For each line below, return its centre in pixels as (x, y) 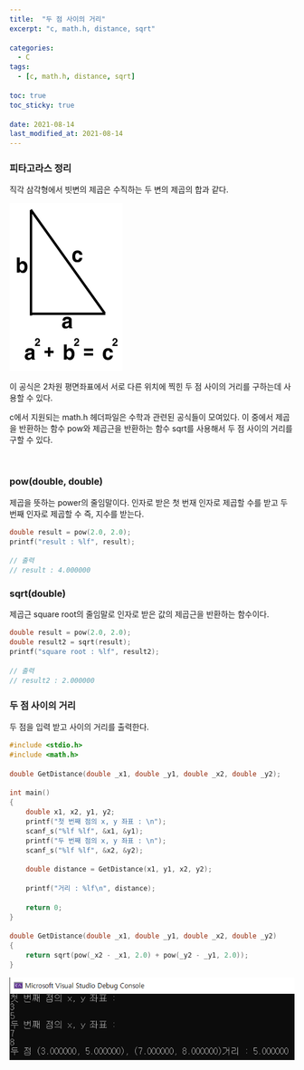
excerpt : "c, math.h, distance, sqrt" (82, 29)
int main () (30, 793)
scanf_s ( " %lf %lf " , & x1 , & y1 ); (85, 831)
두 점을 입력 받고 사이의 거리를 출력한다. (79, 727)
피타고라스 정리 (41, 169)
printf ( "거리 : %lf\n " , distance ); (91, 889)
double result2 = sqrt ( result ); (70, 642)
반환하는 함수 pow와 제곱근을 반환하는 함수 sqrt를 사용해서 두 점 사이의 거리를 (156, 429)
